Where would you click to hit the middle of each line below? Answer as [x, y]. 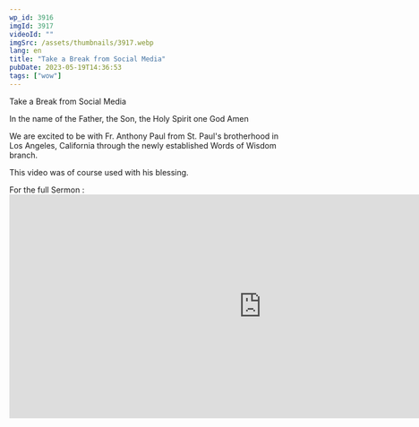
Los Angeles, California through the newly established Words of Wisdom [143, 145]
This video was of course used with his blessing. [99, 172]
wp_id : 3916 [31, 17]
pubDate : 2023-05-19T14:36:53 [66, 68]
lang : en [26, 51]
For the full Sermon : [47, 190]
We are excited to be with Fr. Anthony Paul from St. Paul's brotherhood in [144, 136]
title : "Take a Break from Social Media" [88, 59]
